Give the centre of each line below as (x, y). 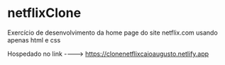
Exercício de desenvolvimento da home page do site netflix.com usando (112, 32)
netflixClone (44, 13)
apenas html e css (34, 40)
